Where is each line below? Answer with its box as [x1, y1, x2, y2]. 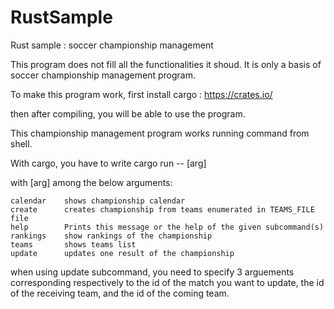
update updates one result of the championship [10, 248, 235, 258]
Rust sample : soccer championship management [10, 39, 214, 51]
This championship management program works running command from [10, 127, 310, 139]
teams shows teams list [10, 239, 137, 250]
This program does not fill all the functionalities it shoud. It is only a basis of [10, 58, 322, 70]
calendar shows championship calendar [10, 196, 186, 206]
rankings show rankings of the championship [10, 231, 213, 241]
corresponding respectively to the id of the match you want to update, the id [10, 276, 325, 288]
